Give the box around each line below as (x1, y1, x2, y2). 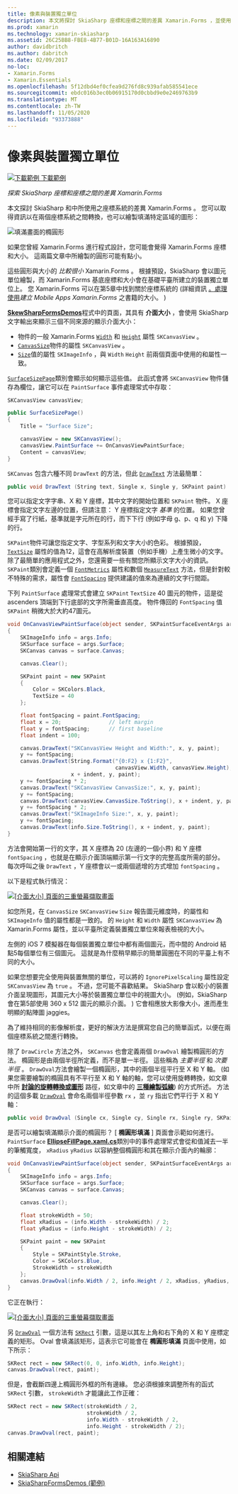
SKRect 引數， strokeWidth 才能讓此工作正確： (7, 1389, 142, 1398)
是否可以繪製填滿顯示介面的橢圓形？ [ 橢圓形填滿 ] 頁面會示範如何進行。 (7, 1128, 217, 1137)
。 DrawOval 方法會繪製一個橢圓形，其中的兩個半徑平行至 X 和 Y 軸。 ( (21, 1064, 224, 1073)
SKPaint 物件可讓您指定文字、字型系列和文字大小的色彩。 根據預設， (7, 538, 205, 547)
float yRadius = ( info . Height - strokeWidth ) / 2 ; (20, 1225, 173, 1232)
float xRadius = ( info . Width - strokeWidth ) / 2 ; (20, 1218, 170, 1225)
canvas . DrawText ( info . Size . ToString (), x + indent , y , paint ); (20, 824, 211, 831)
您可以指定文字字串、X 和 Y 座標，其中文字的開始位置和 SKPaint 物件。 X (7, 497, 221, 506)
